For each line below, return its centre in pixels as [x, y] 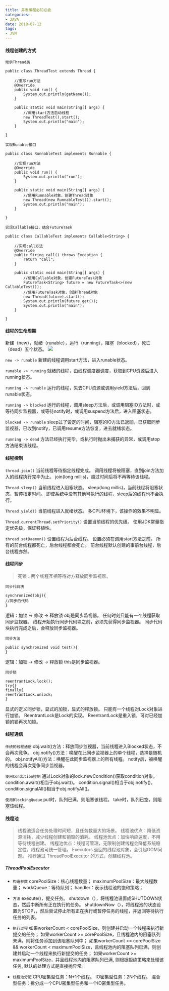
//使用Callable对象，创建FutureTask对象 [63, 278]
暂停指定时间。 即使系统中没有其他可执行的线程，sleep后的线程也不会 [87, 494]
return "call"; [39, 260]
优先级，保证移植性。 [32, 528]
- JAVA [12, 19]
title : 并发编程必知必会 [28, 10]
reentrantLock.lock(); [29, 681]
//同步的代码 [17, 601]
